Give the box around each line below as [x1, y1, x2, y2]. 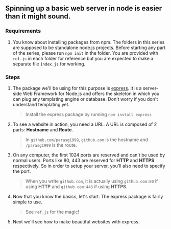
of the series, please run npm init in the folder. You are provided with [12, 50, 158, 56]
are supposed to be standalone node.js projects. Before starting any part [12, 44, 166, 51]
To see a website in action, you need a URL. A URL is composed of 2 [12, 121, 157, 127]
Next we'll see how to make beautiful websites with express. [12, 218, 140, 224]
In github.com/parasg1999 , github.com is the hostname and [25, 136, 148, 143]
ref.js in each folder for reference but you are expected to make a [12, 55, 154, 61]
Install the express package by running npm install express [25, 111, 152, 117]
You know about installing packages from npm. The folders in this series [12, 39, 165, 45]
